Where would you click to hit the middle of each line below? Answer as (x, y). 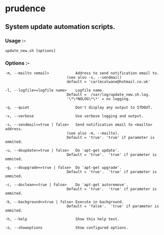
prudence (25, 9)
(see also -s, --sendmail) (94, 78)
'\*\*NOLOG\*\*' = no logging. (99, 99)
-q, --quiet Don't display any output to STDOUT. (79, 108)
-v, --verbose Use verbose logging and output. (74, 116)
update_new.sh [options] (30, 51)
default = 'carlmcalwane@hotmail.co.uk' (109, 82)
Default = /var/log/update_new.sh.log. (109, 95)
